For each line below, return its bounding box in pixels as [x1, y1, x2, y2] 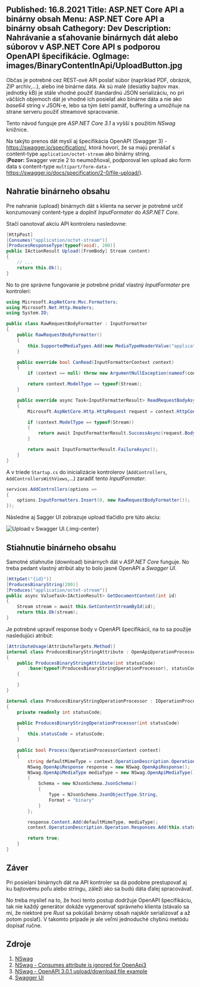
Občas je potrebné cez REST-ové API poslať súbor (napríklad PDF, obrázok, [6, 76, 192, 83]
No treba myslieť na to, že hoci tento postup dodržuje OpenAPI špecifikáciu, [6, 896, 193, 904]
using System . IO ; [6, 310, 49, 316]
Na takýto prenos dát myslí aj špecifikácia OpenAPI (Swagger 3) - [6, 137, 168, 145]
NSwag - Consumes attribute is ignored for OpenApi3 [14, 961, 147, 969]
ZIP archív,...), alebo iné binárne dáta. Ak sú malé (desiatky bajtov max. [6, 83, 180, 90]
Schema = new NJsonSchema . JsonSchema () [37, 780, 137, 787]
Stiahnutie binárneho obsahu [6, 542, 117, 553]
